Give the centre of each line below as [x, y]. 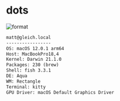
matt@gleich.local [29, 37]
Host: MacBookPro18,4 [33, 54]
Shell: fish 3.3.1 [29, 71]
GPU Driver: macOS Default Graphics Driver [60, 92]
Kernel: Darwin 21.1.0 [34, 60]
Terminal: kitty [26, 87]
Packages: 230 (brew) [33, 65]
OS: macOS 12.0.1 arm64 [35, 48]
